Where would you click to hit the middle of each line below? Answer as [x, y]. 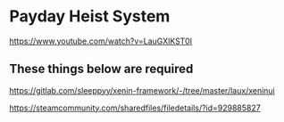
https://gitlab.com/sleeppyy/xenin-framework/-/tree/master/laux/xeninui [142, 90]
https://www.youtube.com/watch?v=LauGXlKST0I [100, 41]
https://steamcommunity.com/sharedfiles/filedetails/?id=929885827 [135, 108]
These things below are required [101, 69]
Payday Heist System [90, 16]
